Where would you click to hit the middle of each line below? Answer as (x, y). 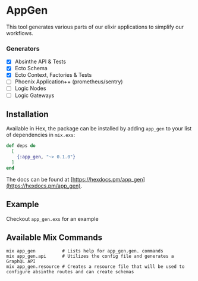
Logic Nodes (30, 88)
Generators (23, 48)
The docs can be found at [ (40, 179)
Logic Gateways (34, 95)
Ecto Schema (31, 68)
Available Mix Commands (54, 238)
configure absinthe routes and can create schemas (70, 272)
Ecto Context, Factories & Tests (53, 75)
